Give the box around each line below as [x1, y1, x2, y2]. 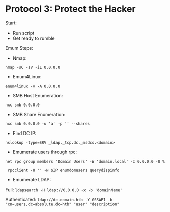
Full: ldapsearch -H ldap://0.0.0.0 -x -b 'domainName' [5, 187, 123, 193]
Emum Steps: [5, 45, 33, 51]
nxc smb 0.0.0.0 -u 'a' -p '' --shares [5, 121, 90, 126]
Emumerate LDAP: [12, 176, 51, 182]
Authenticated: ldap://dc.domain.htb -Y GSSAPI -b [5, 196, 113, 202]
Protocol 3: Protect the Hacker [5, 3, 136, 15]
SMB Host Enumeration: [12, 92, 63, 98]
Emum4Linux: [12, 73, 42, 79]
